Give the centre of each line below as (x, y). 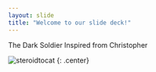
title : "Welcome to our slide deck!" (70, 23)
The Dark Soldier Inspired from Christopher (78, 45)
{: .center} (73, 60)
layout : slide (31, 15)
